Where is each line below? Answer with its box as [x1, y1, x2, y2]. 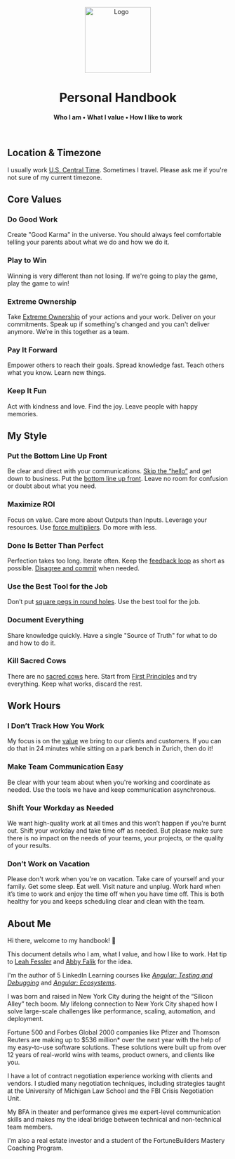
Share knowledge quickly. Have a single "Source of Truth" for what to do [7, 631, 217, 639]
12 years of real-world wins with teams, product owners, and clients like [7, 1051, 215, 1059]
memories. [7, 409, 39, 418]
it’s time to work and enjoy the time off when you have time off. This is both [7, 890, 224, 898]
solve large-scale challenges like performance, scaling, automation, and [7, 1007, 215, 1016]
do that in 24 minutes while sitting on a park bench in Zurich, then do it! [7, 744, 214, 753]
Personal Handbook [59, 90, 177, 105]
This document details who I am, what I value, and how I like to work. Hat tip [7, 950, 227, 959]
